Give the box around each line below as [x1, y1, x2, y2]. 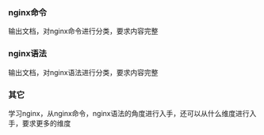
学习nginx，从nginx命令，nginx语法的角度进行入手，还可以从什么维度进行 [8, 108, 250, 118]
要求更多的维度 [21, 118, 71, 128]
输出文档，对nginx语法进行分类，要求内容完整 [8, 67, 159, 77]
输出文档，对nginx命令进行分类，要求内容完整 [8, 26, 159, 36]
